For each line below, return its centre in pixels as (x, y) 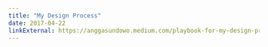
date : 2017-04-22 (37, 23)
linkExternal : (32, 30)
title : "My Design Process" (55, 16)
